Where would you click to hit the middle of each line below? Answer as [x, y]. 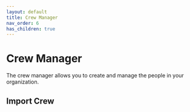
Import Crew [30, 101]
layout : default [27, 12]
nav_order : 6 [23, 23]
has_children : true [31, 29]
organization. [23, 82]
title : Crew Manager [32, 18]
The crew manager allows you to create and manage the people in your [95, 76]
